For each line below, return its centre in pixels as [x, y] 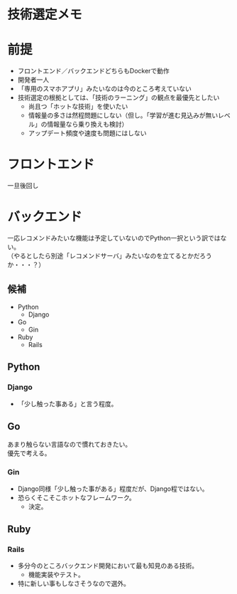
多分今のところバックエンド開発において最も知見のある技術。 [108, 566]
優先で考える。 [29, 453]
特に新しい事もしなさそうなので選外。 [73, 583]
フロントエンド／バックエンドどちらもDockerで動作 [94, 71]
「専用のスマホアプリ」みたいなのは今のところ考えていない [104, 89]
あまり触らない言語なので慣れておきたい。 [70, 445]
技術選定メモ [45, 15]
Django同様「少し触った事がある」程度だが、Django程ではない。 [113, 489]
